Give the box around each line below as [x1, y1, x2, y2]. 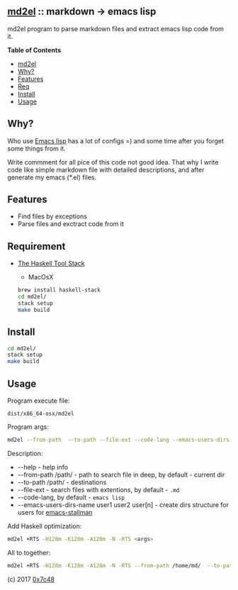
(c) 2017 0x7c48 [7, 574, 55, 584]
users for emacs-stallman [17, 508, 93, 516]
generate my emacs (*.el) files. [7, 173, 97, 182]
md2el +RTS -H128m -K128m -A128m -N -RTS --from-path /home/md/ [7, 562, 201, 569]
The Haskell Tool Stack [17, 259, 85, 268]
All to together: [7, 548, 51, 557]
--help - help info [17, 462, 69, 471]
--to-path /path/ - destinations [17, 478, 107, 486]
